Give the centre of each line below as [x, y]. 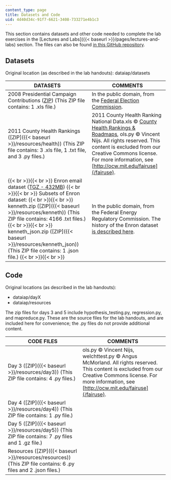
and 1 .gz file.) [25, 443]
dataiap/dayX [27, 297]
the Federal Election [115, 101]
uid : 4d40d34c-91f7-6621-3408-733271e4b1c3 [52, 19]
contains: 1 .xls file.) [32, 107]
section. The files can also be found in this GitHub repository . [81, 45]
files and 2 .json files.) [34, 470]
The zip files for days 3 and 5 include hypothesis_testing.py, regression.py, [84, 313]
